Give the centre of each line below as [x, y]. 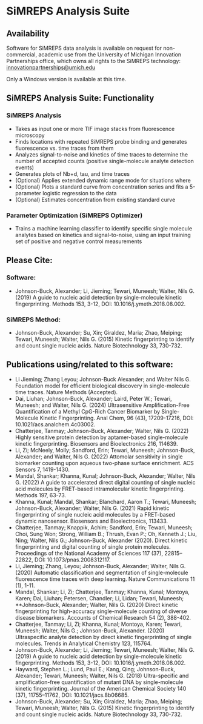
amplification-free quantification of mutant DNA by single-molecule [99, 682]
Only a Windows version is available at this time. [66, 79]
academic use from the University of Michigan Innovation [110, 55]
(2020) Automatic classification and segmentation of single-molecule [101, 572]
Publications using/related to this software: [90, 365]
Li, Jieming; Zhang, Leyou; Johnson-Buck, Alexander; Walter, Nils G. [100, 566]
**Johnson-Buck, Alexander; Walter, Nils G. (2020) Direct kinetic [97, 605]
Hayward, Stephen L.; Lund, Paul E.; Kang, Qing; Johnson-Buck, [95, 669]
